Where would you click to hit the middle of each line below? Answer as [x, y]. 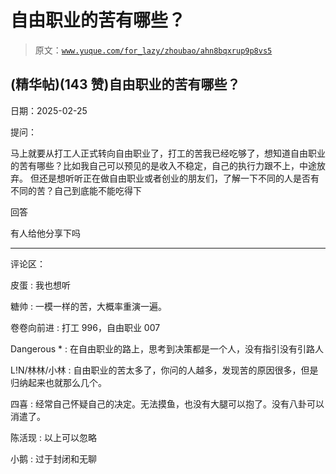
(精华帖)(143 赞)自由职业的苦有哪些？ [125, 84]
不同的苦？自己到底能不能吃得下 [76, 190]
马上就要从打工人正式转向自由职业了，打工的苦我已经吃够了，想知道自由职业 [168, 153]
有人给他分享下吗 [45, 233]
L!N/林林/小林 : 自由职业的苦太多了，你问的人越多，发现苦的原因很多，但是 [164, 370]
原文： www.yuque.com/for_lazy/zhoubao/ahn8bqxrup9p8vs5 [153, 50]
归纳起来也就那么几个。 [58, 382]
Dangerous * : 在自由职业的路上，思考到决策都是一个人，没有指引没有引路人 [167, 348]
